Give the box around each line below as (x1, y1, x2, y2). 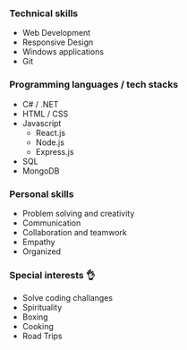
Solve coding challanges (21, 293, 114, 303)
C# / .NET (21, 98, 59, 109)
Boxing (21, 312, 48, 322)
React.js (35, 127, 65, 138)
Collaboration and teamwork (21, 226, 128, 237)
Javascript (21, 117, 62, 128)
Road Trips (21, 330, 63, 342)
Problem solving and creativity (21, 208, 135, 218)
